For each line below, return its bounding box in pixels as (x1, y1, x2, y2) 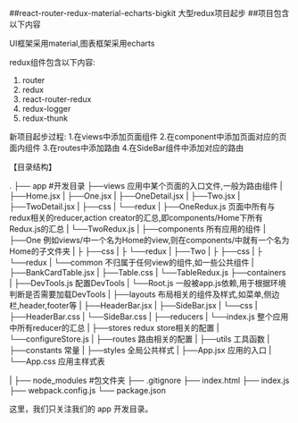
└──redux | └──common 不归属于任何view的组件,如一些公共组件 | (9, 258, 254, 267)
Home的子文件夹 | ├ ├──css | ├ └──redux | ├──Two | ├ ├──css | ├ (9, 246, 263, 257)
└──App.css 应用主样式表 (9, 356, 105, 367)
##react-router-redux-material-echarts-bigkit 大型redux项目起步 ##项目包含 (9, 8, 290, 18)
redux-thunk (21, 113, 69, 123)
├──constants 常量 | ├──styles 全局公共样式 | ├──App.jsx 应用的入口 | (9, 345, 272, 355)
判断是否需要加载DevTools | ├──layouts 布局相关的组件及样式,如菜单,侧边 (9, 289, 280, 300)
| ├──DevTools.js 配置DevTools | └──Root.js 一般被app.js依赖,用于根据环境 (9, 278, 286, 288)
